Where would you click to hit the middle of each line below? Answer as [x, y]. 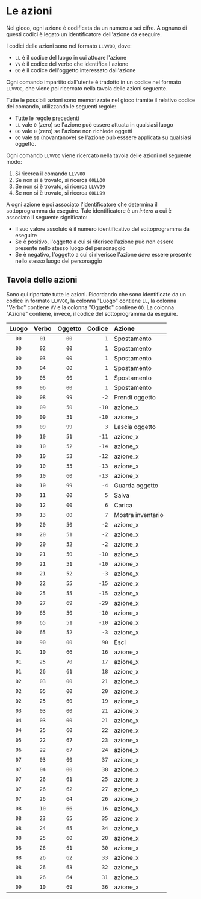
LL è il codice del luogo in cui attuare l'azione [71, 57]
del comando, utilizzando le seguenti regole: [61, 106]
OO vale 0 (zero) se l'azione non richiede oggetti [73, 131]
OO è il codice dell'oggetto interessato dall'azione [76, 70]
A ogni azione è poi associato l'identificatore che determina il [82, 204]
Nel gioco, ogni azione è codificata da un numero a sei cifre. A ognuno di [97, 28]
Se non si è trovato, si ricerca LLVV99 [60, 186]
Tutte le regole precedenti [47, 118]
